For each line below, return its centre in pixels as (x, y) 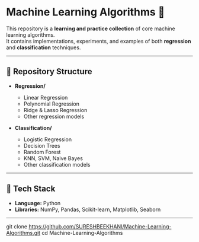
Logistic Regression (48, 139)
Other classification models (57, 164)
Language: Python (38, 203)
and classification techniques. (44, 47)
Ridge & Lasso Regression (55, 110)
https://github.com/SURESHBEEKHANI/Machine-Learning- (100, 226)
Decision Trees (42, 145)
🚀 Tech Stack (31, 189)
